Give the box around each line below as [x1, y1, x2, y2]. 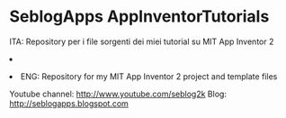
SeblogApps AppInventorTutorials [9, 6, 270, 27]
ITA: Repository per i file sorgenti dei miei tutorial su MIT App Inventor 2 [9, 36, 274, 47]
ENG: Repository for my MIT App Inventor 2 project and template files [21, 70, 278, 82]
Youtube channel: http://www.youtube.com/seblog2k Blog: [9, 88, 228, 99]
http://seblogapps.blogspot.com [9, 97, 129, 109]
